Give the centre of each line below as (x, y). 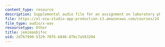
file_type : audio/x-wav (29, 23)
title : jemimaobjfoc (26, 32)
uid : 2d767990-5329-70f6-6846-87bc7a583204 (50, 37)
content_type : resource (29, 10)
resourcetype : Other (26, 28)
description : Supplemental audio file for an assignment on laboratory (80, 14)
